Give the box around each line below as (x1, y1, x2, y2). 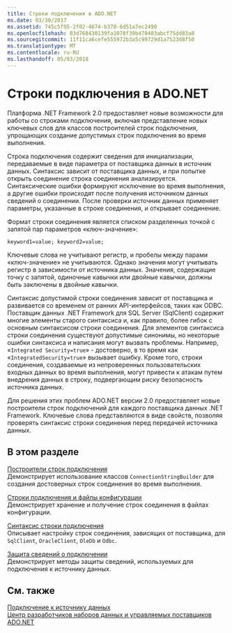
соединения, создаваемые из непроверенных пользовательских (7, 360, 201, 368)
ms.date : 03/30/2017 (7, 17, 68, 24)
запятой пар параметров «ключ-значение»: (7, 225, 138, 233)
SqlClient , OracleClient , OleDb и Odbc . (7, 536, 117, 544)
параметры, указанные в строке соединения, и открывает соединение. (7, 204, 221, 212)
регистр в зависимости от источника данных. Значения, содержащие (7, 265, 216, 274)
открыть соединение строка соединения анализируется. (7, 174, 178, 182)
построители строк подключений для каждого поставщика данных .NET (7, 403, 224, 412)
